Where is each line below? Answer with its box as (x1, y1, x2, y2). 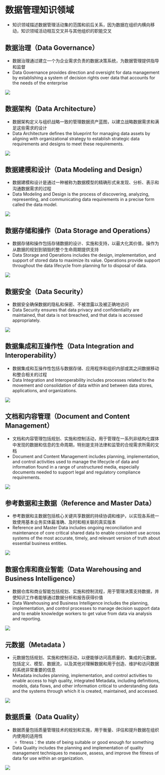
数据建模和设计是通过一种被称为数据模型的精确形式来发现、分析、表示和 (12, 179, 159, 185)
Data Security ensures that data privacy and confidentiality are (12, 307, 139, 313)
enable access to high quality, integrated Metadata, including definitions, (12, 678, 160, 684)
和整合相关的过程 (12, 371, 47, 377)
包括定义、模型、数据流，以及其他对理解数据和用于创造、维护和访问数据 (12, 661, 159, 667)
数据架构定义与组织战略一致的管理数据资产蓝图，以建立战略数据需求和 (12, 119, 155, 125)
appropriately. (12, 317, 41, 323)
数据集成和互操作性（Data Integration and (5, 342, 134, 350)
